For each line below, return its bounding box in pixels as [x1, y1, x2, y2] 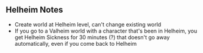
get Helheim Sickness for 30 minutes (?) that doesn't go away [14, 33, 170, 41]
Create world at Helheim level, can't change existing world [14, 20, 162, 28]
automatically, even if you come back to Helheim [14, 40, 137, 47]
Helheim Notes [5, 5, 63, 15]
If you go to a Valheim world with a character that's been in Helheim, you [14, 27, 198, 34]
